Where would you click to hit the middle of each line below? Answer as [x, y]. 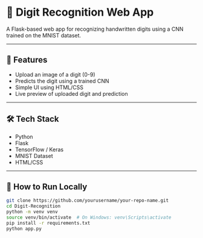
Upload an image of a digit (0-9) [55, 74]
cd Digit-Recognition [34, 206]
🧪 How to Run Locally [47, 186]
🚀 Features [27, 60]
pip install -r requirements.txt [48, 223]
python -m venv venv [32, 212]
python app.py [24, 228]
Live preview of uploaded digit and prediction [71, 93]
